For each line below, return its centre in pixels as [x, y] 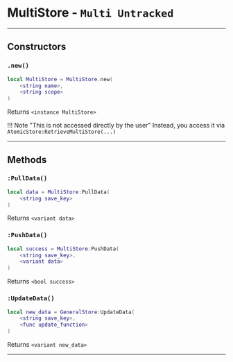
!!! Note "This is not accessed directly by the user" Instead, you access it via [116, 126]
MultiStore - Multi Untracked [90, 13]
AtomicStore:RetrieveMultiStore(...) [62, 132]
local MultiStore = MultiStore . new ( [60, 79]
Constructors [37, 47]
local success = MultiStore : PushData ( [63, 249]
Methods [27, 160]
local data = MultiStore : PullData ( [59, 192]
